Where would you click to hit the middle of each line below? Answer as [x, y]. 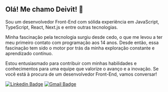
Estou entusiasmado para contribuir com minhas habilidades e [71, 63]
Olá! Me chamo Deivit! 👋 [44, 9]
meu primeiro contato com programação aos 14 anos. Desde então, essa [82, 42]
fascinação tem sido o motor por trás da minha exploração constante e [80, 48]
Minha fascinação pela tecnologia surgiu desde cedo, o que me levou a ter [84, 37]
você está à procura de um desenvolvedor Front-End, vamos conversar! [81, 74]
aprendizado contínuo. [29, 53]
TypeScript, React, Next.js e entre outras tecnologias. [62, 27]
